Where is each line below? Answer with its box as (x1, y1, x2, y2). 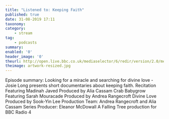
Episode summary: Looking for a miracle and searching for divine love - (5, 77, 153, 83)
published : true (5, 12, 39, 17)
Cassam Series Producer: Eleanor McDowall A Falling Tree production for (5, 104, 157, 110)
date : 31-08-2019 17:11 (5, 17, 55, 22)
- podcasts (14, 40, 37, 45)
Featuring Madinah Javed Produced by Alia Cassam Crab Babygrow (5, 88, 146, 94)
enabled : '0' (5, 49, 33, 54)
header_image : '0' (5, 54, 44, 59)
